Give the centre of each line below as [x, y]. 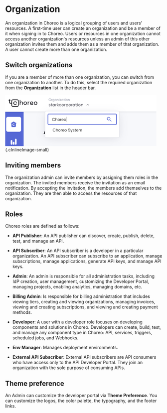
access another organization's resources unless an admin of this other [78, 39]
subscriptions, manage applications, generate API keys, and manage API [87, 261]
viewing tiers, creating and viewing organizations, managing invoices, [84, 302]
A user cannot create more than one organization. [56, 49]
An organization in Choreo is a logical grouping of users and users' [74, 23]
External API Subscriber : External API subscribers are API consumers [84, 357]
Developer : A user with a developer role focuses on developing [78, 322]
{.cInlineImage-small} [27, 149]
